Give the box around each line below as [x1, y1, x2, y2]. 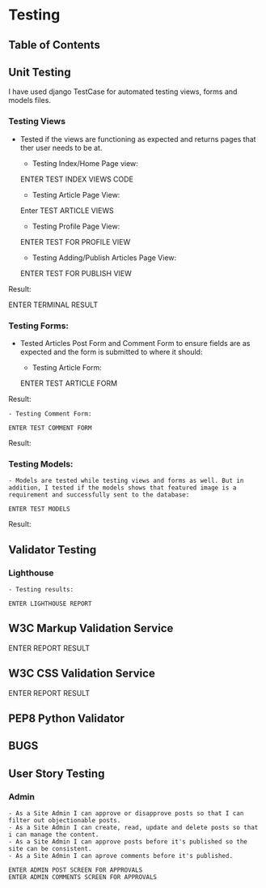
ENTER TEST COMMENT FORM [8, 424, 92, 432]
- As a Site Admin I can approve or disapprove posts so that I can [8, 809, 244, 818]
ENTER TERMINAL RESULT [8, 300, 99, 310]
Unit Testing [8, 65, 71, 79]
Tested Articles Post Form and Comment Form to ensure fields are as [19, 338, 251, 348]
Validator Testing [8, 543, 97, 557]
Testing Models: [8, 458, 74, 469]
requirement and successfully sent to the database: [8, 491, 190, 499]
